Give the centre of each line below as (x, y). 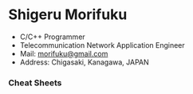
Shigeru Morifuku (68, 15)
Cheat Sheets (35, 83)
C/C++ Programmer (52, 37)
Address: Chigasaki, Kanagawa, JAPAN (84, 62)
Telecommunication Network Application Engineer (102, 45)
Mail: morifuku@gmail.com (64, 53)
